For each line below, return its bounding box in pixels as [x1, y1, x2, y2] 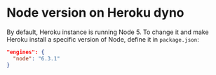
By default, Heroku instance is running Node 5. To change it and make [6, 28, 209, 36]
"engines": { [6, 49, 45, 56]
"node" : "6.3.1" [13, 55, 60, 62]
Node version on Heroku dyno [6, 5, 184, 21]
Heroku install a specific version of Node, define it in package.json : [6, 35, 199, 43]
